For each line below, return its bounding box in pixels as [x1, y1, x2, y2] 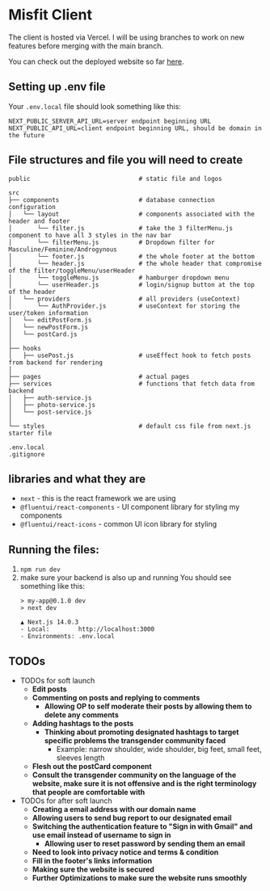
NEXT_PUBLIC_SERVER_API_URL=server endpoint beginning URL [8, 117, 212, 125]
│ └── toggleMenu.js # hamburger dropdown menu [8, 273, 230, 282]
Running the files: [8, 543, 99, 557]
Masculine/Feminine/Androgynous [8, 245, 117, 254]
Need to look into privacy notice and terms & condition [32, 847, 219, 857]
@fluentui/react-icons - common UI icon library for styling [19, 519, 217, 529]
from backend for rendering [8, 358, 103, 367]
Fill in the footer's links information [32, 856, 153, 865]
